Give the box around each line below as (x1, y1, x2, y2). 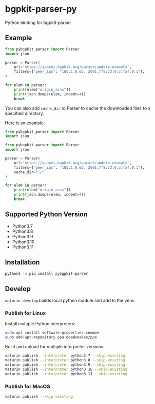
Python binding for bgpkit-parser (5, 20, 72, 25)
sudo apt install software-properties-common (5, 330, 99, 336)
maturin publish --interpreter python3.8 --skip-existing (5, 358, 125, 363)
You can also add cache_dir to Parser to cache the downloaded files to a (5, 105, 151, 111)
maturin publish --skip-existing (5, 394, 73, 399)
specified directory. (5, 110, 44, 116)
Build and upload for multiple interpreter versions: (5, 344, 105, 350)
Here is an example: (5, 120, 45, 126)
